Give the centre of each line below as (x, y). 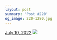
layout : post (18, 9)
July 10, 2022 (18, 33)
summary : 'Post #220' (27, 14)
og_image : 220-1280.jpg (29, 18)
